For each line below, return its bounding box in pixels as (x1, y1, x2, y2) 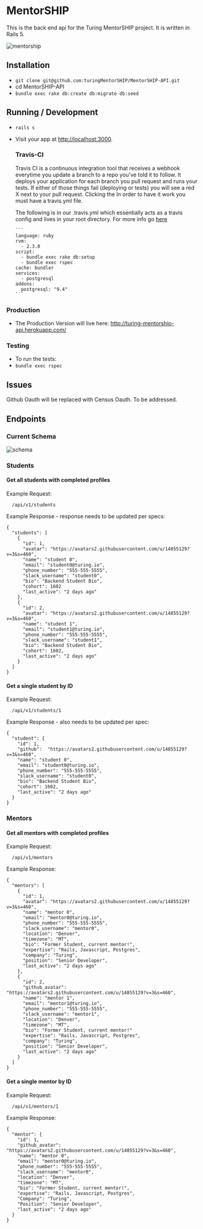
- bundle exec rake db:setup (21, 254, 95, 260)
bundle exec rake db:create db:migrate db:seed (15, 90, 139, 97)
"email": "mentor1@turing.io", (22, 1000, 103, 1007)
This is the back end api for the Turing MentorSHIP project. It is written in (6, 24, 190, 31)
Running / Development (6, 107, 98, 118)
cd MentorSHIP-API (15, 83, 65, 90)
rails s (15, 124, 35, 130)
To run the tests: (15, 355, 57, 363)
